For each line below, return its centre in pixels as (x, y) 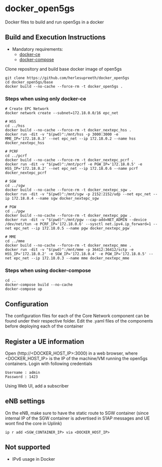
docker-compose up (24, 289)
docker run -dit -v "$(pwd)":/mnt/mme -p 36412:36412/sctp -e (69, 250)
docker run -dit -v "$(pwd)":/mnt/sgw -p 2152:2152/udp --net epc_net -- (81, 194)
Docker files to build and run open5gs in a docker (54, 22)
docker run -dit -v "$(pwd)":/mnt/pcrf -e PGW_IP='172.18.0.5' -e (74, 164)
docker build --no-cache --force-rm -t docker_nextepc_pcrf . (69, 160)
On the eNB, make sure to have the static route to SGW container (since (77, 413)
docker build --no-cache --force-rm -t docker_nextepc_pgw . (68, 216)
